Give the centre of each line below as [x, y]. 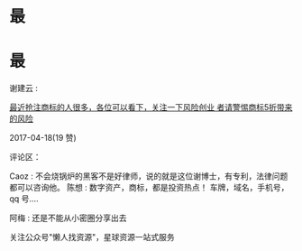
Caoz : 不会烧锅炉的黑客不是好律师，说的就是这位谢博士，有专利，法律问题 [149, 176]
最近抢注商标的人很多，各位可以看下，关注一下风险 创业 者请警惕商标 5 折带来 [151, 107]
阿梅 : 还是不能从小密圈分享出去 [68, 218]
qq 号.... [24, 199]
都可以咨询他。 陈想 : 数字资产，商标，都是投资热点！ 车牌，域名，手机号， [149, 188]
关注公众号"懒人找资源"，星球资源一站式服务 [92, 237]
